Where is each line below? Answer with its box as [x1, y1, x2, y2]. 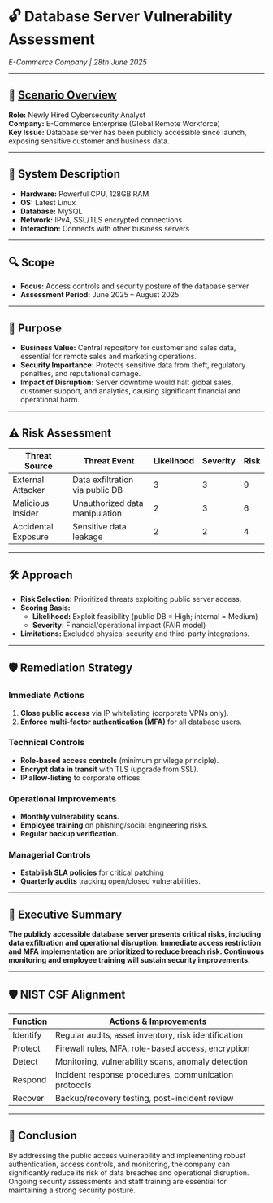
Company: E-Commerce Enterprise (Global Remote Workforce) [8, 118, 221, 128]
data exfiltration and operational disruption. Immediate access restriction [8, 938, 262, 948]
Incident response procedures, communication [55, 1069, 234, 1081]
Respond [12, 1074, 47, 1086]
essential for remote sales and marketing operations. [19, 352, 197, 362]
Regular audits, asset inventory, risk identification [55, 1030, 244, 1041]
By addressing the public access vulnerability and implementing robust [8, 1150, 246, 1160]
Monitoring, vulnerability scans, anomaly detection [55, 1056, 248, 1068]
